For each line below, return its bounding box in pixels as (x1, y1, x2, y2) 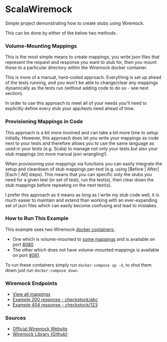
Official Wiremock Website (12, 326, 68, 332)
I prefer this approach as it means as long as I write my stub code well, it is (5, 192, 159, 198)
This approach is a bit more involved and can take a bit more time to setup (5, 129, 158, 135)
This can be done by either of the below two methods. (5, 30, 117, 36)
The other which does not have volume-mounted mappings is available (12, 246, 159, 252)
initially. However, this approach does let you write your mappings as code (5, 135, 159, 141)
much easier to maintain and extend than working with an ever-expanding (5, 197, 158, 203)
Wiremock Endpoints (5, 280, 58, 287)
